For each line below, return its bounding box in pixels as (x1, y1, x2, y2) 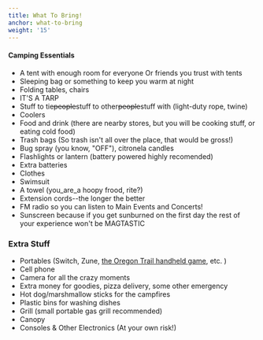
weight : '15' (8, 26, 51, 34)
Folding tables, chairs (19, 84, 90, 94)
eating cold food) (19, 127, 76, 136)
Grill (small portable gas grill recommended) (19, 306, 163, 316)
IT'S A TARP (19, 93, 59, 102)
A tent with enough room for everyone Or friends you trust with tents (19, 68, 243, 77)
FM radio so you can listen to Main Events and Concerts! (19, 201, 203, 211)
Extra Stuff (8, 238, 50, 249)
